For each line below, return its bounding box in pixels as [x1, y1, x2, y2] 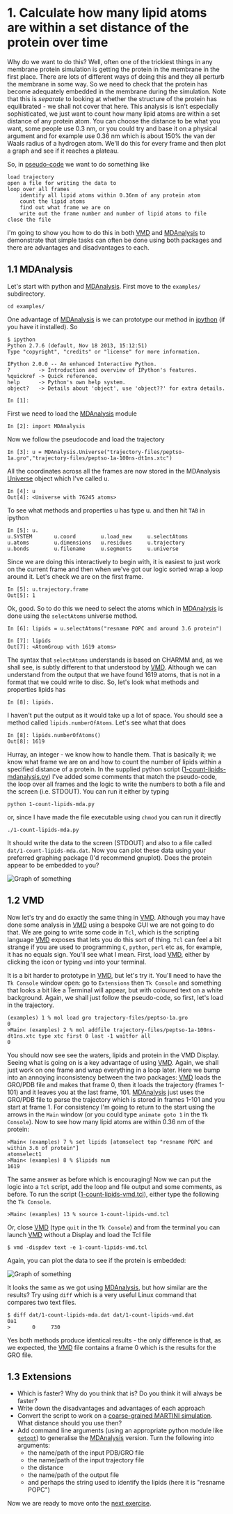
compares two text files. [7, 1298, 77, 1306]
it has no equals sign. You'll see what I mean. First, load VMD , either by [7, 950, 211, 958]
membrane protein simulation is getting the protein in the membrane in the [7, 65, 220, 73]
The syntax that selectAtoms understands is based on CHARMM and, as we [7, 656, 223, 664]
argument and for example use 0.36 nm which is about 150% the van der [7, 131, 216, 140]
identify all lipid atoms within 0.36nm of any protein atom [19, 192, 200, 199]
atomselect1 [7, 1151, 42, 1158]
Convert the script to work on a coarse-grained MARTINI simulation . [17, 1411, 213, 1420]
